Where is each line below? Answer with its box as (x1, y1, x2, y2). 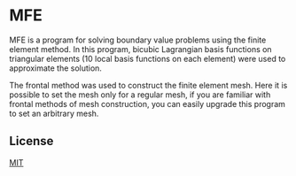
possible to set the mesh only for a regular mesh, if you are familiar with (9, 89, 271, 100)
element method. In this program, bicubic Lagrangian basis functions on (9, 43, 272, 54)
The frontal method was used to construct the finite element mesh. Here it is (9, 80, 288, 90)
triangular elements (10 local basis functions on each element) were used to (9, 53, 286, 64)
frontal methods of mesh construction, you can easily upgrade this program (9, 98, 286, 109)
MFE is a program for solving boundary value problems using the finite (9, 34, 267, 45)
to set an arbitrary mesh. (9, 108, 99, 119)
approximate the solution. (9, 63, 102, 73)
